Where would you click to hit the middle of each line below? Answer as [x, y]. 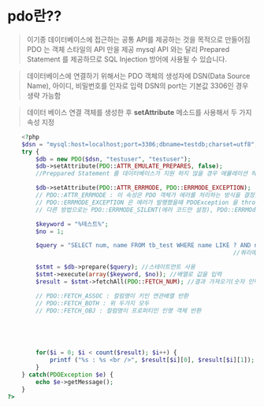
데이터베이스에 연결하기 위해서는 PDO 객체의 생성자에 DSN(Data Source [138, 76]
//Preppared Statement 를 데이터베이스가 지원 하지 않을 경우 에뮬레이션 [142, 174]
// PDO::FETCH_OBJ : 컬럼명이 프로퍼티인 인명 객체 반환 [119, 311]
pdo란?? [35, 16]
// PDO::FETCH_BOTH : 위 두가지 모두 [93, 303]
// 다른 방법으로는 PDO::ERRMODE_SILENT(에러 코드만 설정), [125, 209]
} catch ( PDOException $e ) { [67, 375]
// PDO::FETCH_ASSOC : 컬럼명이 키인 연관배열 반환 [112, 296]
